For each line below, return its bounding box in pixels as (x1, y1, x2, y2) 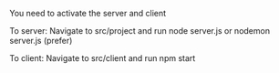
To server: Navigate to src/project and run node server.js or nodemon (9, 26, 271, 36)
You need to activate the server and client (9, 8, 167, 18)
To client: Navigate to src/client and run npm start (9, 53, 196, 63)
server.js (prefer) (9, 36, 73, 46)
